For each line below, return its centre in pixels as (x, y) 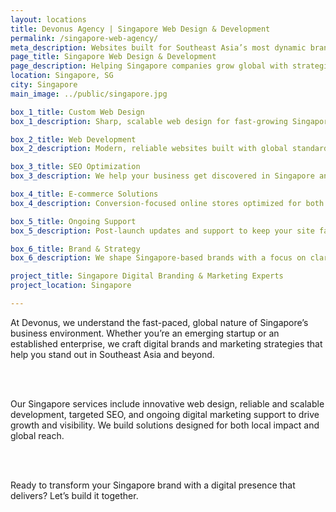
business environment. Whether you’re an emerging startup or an (145, 333)
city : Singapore (44, 85)
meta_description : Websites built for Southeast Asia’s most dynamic (158, 47)
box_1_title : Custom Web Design (77, 112)
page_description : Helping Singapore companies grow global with (149, 66)
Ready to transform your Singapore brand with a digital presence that (153, 485)
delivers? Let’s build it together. (74, 495)
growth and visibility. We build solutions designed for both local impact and (165, 425)
